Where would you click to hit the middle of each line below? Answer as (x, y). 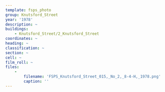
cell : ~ (14, 57)
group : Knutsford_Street (32, 15)
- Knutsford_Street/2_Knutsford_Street (57, 34)
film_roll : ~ (19, 62)
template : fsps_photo (28, 10)
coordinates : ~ (21, 39)
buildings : (17, 29)
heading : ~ (17, 43)
